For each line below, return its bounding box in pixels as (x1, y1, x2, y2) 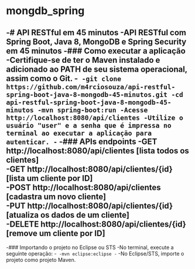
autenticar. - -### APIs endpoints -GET (6, 136, 158, 146)
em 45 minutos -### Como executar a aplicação (6, 46, 186, 56)
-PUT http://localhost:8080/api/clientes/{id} (6, 201, 173, 211)
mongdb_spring (6, 4, 85, 18)
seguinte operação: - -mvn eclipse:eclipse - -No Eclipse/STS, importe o (6, 250, 184, 257)
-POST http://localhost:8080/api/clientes (6, 182, 161, 192)
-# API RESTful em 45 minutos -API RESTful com (6, 28, 186, 38)
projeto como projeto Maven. (6, 257, 76, 263)
